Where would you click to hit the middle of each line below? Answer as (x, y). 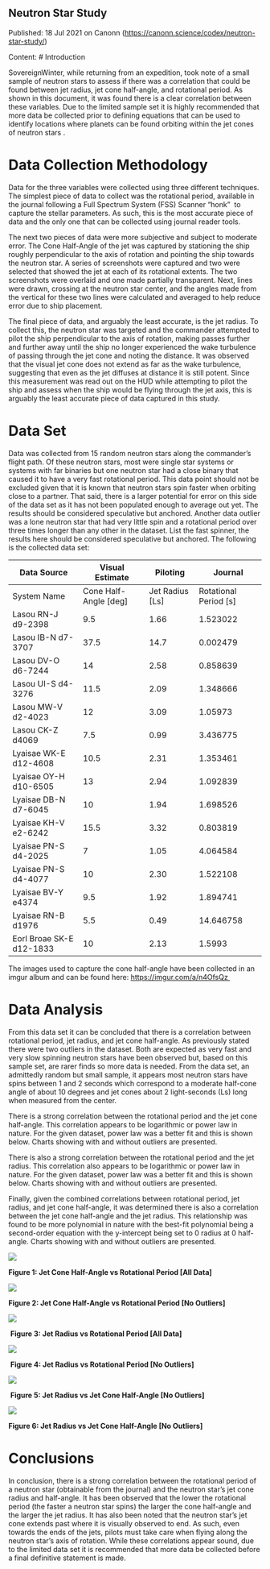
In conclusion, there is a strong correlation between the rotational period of (133, 1480)
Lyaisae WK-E (39, 753)
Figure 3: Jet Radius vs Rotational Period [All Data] (96, 1334)
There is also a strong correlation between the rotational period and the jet (131, 1157)
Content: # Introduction (47, 56)
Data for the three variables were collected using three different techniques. (134, 187)
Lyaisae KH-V (39, 823)
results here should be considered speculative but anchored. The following (133, 538)
